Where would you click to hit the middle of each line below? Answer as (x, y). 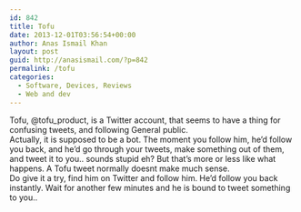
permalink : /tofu (42, 69)
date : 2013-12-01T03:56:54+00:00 (73, 35)
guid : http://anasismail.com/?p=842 (79, 60)
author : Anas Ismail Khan (58, 43)
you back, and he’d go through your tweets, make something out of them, (147, 149)
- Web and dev (44, 94)
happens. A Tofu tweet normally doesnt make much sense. (120, 168)
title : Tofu (32, 26)
